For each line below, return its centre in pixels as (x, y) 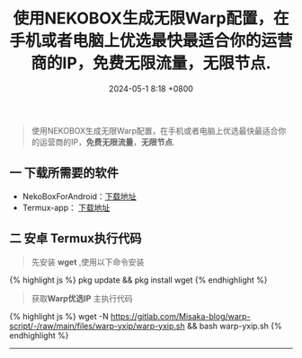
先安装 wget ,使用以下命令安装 (88, 262)
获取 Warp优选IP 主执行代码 (82, 298)
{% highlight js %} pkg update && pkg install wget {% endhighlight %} (138, 280)
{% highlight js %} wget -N (59, 316)
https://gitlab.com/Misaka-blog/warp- (181, 316)
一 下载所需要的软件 (64, 173)
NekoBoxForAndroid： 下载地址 (79, 196)
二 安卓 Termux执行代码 (75, 239)
